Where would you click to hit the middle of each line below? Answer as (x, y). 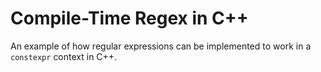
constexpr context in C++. (64, 56)
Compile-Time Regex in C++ (129, 18)
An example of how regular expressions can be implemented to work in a (161, 46)
